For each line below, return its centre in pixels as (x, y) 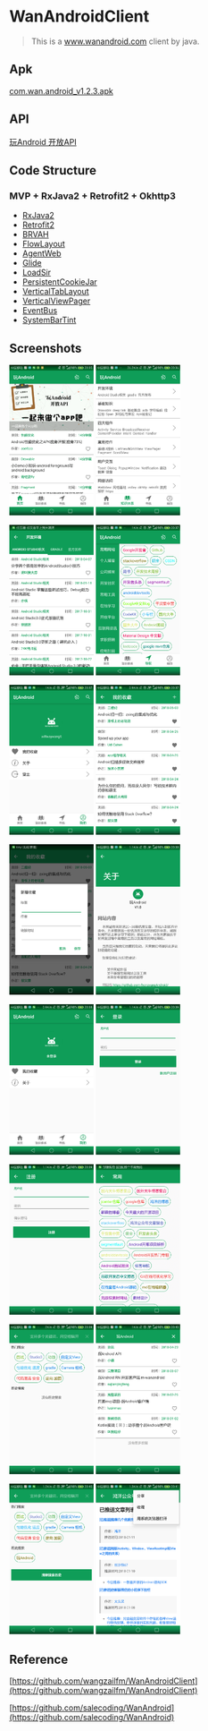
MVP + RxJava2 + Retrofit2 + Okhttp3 (92, 196)
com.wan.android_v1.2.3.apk (61, 90)
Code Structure (53, 171)
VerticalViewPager (56, 301)
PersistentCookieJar (60, 282)
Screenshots (46, 348)
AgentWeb (42, 253)
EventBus (40, 311)
